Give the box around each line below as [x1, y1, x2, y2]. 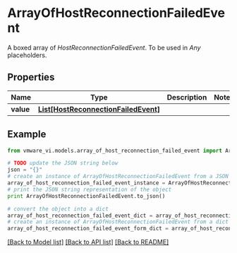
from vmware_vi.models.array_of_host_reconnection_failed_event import [7, 147, 222, 154]
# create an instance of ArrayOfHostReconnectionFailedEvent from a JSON [7, 173, 229, 180]
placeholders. [7, 51, 47, 59]
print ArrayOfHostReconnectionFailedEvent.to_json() [7, 192, 166, 199]
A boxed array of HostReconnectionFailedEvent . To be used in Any [7, 43, 201, 52]
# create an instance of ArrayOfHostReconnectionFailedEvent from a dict [7, 218, 229, 225]
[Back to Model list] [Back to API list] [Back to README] [7, 238, 169, 247]
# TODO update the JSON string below [7, 160, 119, 167]
